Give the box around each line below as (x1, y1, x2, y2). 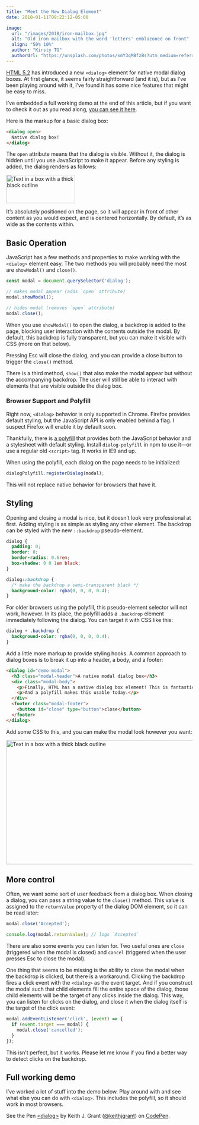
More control (6, 875, 55, 885)
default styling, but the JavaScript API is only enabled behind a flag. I (6, 417, 175, 424)
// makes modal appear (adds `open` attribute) (6, 289, 126, 295)
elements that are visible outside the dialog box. (6, 382, 123, 389)
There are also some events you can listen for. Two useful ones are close (6, 942, 185, 950)
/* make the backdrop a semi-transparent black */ (11, 582, 139, 588)
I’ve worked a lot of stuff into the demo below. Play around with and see (6, 1088, 181, 1095)
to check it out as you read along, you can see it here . (6, 105, 137, 113)
